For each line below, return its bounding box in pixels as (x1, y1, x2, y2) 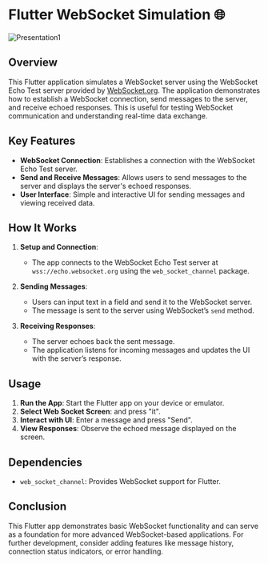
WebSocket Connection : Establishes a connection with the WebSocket (19, 155, 255, 165)
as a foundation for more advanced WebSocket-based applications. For (8, 530, 244, 539)
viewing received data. (19, 198, 95, 207)
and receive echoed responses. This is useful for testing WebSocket (8, 102, 234, 112)
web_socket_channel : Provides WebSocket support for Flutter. (19, 477, 222, 486)
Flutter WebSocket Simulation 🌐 (8, 6, 226, 24)
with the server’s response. (31, 354, 122, 363)
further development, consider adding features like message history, (8, 538, 234, 547)
